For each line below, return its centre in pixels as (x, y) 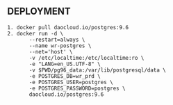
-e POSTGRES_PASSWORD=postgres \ (77, 88)
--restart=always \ (57, 40)
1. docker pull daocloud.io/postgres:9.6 (68, 27)
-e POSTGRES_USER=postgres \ (71, 82)
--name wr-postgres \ (60, 46)
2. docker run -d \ (35, 33)
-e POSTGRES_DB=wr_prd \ (65, 76)
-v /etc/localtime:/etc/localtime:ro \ (86, 58)
